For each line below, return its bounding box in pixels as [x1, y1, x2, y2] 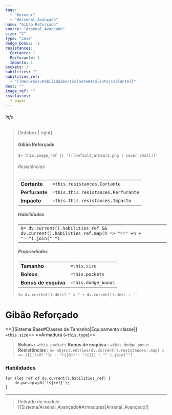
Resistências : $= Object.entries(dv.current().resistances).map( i [17, 347, 165, 353]
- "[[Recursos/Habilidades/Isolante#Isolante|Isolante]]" [10, 79, 137, 84]
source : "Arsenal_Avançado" [5, 27, 66, 32]
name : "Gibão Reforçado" [5, 22, 58, 27]
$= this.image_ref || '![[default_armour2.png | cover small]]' [17, 153, 158, 158]
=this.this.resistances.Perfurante [52, 189, 139, 195]
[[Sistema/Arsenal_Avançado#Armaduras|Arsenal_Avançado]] [17, 404, 149, 410]
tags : [5, 7, 17, 13]
